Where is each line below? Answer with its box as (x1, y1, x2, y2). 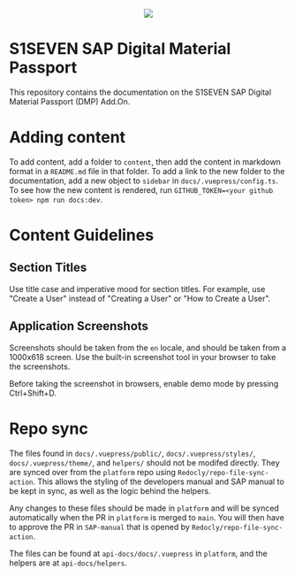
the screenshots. (9, 361, 71, 372)
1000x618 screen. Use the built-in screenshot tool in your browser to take (9, 351, 276, 362)
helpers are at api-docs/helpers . (9, 558, 128, 568)
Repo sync (9, 419, 88, 438)
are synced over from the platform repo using (9, 466, 177, 477)
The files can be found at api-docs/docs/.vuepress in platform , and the (9, 548, 268, 558)
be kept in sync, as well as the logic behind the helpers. (9, 485, 211, 496)
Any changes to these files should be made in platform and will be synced (9, 503, 280, 513)
